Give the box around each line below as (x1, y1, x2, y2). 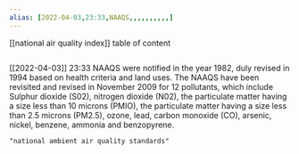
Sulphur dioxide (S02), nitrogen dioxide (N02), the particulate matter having (9, 91, 287, 101)
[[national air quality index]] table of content (9, 37, 171, 48)
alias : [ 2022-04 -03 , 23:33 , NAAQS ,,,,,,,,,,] (9, 12, 174, 22)
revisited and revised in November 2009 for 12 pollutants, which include (9, 81, 274, 92)
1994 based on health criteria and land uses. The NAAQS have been (9, 72, 260, 83)
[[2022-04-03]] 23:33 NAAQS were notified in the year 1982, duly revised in (9, 62, 290, 73)
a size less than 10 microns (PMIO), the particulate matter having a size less (9, 100, 287, 111)
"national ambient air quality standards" (9, 136, 170, 145)
